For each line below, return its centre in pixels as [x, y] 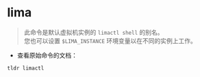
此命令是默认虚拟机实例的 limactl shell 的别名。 [93, 32]
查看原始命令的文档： [47, 55]
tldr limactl [26, 68]
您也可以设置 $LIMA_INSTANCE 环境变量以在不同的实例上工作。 [110, 41]
